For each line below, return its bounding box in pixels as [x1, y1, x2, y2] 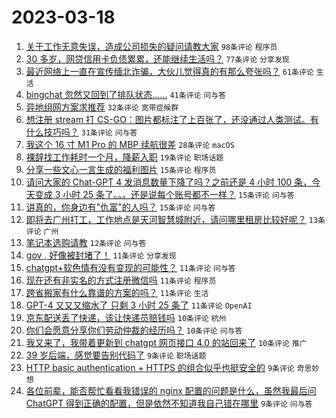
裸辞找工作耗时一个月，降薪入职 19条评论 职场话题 [25, 151, 224, 163]
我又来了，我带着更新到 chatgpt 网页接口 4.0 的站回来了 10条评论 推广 [25, 336, 308, 348]
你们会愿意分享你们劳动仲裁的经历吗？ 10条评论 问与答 [25, 324, 243, 336]
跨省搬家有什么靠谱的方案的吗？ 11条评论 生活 [25, 286, 209, 298]
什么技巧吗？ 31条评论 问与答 [25, 126, 138, 138]
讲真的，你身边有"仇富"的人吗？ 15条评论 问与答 [25, 201, 216, 213]
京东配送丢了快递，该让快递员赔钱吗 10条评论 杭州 [25, 311, 227, 323]
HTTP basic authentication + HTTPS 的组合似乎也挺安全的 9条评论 [25, 361, 295, 373]
